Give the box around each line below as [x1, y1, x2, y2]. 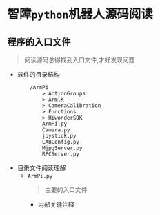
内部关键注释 [37, 200, 74, 208]
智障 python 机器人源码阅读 [7, 6, 153, 22]
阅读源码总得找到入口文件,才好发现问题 [23, 56, 135, 64]
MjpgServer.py [42, 144, 83, 151]
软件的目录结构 [17, 71, 60, 78]
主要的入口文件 [44, 186, 88, 194]
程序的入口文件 [7, 36, 71, 48]
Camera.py [42, 127, 70, 133]
